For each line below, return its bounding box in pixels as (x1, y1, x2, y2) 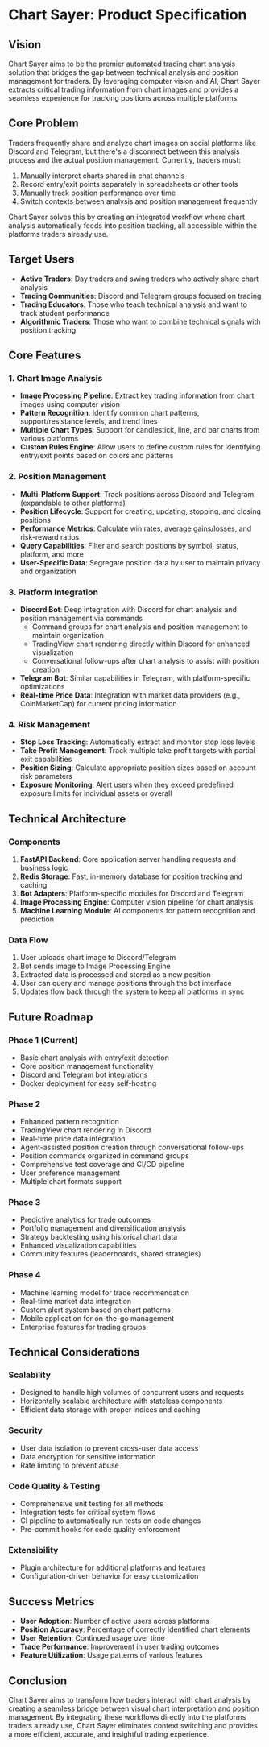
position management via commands (19, 613, 143, 623)
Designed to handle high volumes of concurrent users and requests (19, 1388, 244, 1397)
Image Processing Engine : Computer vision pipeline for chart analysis (19, 896, 254, 907)
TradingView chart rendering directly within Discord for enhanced (31, 639, 250, 648)
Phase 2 (8, 1098, 41, 1109)
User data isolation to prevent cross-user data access (19, 1443, 199, 1453)
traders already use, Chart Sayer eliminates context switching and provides (8, 1720, 258, 1730)
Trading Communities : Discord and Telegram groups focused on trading (19, 291, 262, 300)
